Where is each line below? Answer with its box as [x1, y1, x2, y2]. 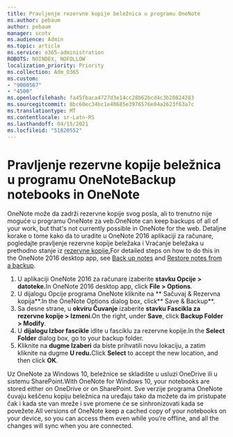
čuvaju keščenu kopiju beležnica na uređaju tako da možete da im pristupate [7, 392, 227, 401]
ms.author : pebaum [7, 17, 61, 24]
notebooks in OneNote [7, 186, 140, 202]
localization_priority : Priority [7, 62, 104, 69]
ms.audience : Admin [7, 36, 64, 43]
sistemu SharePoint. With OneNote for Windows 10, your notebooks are [7, 377, 210, 385]
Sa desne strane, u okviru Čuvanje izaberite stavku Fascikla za [17, 305, 200, 313]
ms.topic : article [7, 43, 61, 49]
